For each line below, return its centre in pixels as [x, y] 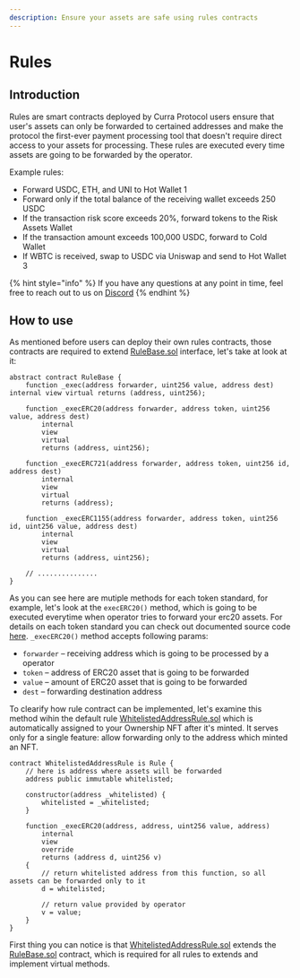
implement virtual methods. [60, 964]
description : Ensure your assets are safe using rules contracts [133, 17]
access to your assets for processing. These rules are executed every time [147, 145]
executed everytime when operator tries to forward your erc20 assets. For [146, 617]
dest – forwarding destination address [92, 692]
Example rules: [37, 172]
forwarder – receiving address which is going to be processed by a [146, 653]
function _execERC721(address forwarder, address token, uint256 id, [158, 464]
